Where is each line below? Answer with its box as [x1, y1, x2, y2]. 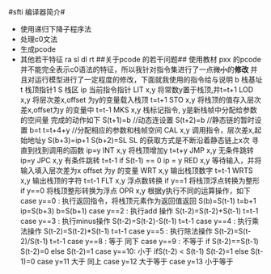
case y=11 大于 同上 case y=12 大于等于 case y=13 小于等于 [36, 257, 234, 266]
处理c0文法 [19, 35, 58, 44]
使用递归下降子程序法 [19, 24, 91, 34]
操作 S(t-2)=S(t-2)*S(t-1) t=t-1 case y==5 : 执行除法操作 [27, 226, 213, 236]
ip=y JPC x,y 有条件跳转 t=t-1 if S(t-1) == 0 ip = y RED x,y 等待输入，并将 [19, 156, 262, 165]
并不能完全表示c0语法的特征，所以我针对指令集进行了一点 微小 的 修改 [19, 65, 249, 74]
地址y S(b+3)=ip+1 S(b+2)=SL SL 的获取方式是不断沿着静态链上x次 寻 [27, 136, 259, 145]
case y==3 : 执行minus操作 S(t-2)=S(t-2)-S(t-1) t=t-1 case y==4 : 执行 [19, 217, 252, 226]
